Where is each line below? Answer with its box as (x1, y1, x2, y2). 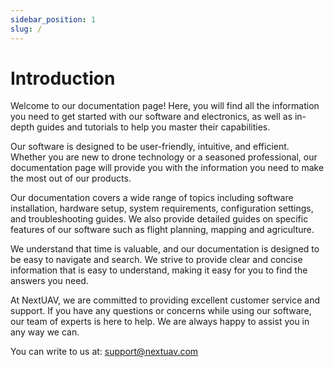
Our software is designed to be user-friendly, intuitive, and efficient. (10, 141, 290, 153)
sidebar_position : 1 (10, 14, 97, 25)
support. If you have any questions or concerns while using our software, (10, 305, 312, 317)
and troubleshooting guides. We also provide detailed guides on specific (10, 213, 309, 225)
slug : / (10, 24, 43, 34)
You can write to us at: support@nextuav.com (10, 346, 199, 358)
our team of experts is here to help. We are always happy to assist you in (10, 316, 310, 328)
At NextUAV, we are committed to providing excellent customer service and (10, 294, 321, 306)
